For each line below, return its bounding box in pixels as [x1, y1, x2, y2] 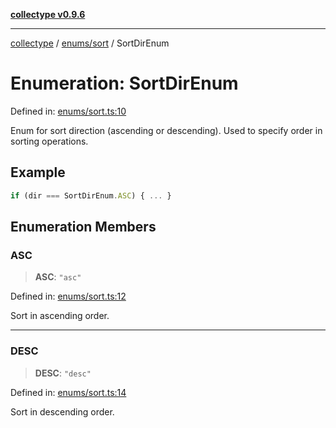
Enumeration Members [10, 219, 157, 236]
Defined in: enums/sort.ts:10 [10, 105, 127, 117]
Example [10, 164, 66, 181]
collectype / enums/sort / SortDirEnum [10, 37, 170, 49]
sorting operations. [10, 135, 89, 147]
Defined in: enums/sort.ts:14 [10, 386, 127, 398]
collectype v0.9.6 [10, 9, 86, 20]
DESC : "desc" [34, 367, 92, 379]
